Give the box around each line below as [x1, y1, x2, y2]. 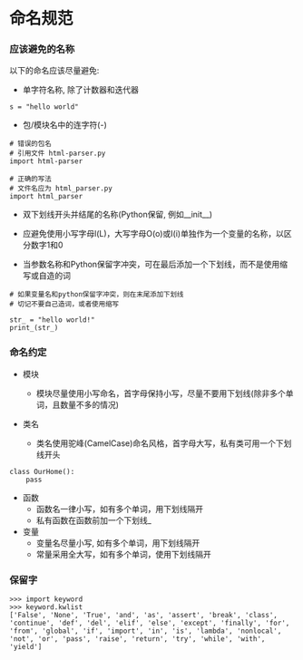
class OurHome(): [9, 467, 75, 476]
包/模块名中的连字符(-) [22, 120, 107, 131]
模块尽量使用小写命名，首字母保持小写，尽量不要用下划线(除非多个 [35, 387, 286, 399]
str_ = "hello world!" [9, 315, 95, 325]
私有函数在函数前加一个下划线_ [35, 514, 151, 526]
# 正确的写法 [9, 174, 52, 184]
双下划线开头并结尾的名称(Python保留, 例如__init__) [22, 209, 213, 220]
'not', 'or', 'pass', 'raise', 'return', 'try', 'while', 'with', [9, 635, 266, 644]
